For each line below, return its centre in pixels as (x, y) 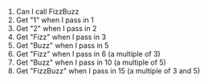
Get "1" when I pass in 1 (55, 20)
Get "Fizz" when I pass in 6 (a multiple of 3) (88, 54)
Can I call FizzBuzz (47, 12)
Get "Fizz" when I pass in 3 (61, 37)
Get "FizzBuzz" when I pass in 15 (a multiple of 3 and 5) (108, 71)
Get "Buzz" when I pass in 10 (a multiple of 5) (91, 62)
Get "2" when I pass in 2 (56, 28)
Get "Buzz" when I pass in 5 (62, 45)
